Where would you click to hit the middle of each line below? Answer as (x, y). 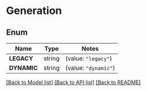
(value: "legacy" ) (89, 58)
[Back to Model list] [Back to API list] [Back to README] (73, 82)
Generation (34, 11)
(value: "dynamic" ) (90, 68)
